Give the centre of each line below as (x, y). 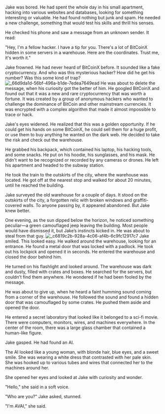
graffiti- (141, 200)
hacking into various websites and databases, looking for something (74, 12)
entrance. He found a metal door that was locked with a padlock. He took (79, 246)
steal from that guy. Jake (77, 236)
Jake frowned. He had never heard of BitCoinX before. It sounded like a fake (82, 67)
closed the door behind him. (34, 257)
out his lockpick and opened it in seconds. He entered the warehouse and (80, 252)
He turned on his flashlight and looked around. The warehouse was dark (78, 267)
